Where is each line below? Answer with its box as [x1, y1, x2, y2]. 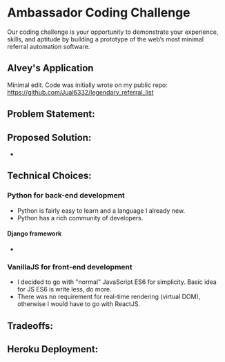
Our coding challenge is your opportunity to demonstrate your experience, [7, 28, 219, 36]
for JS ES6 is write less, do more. [17, 285, 112, 294]
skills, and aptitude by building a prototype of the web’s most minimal [7, 35, 204, 43]
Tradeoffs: [7, 320, 54, 332]
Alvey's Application [7, 62, 94, 74]
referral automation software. [7, 42, 90, 50]
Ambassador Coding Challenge [7, 5, 191, 21]
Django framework [7, 229, 62, 238]
